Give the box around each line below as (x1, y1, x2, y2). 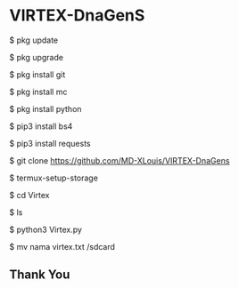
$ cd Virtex (9, 189, 50, 200)
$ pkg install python (9, 103, 82, 114)
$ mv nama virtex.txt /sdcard (9, 241, 116, 252)
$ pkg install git (9, 68, 66, 80)
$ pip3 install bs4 (9, 121, 73, 132)
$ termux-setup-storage (9, 172, 98, 183)
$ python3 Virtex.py (9, 224, 83, 235)
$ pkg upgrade (9, 52, 64, 62)
